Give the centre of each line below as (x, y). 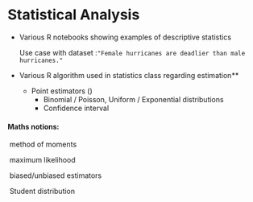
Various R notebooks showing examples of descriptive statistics (125, 37)
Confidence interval (76, 108)
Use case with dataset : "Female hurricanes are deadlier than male (132, 52)
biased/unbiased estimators (56, 175)
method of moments (43, 144)
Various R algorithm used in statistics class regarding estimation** (129, 75)
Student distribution (42, 192)
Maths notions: (33, 126)
